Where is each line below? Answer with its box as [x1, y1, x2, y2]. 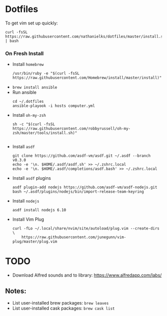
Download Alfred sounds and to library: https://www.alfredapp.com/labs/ [12, 272, 162, 278]
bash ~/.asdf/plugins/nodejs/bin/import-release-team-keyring [12, 189, 144, 194]
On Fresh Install [5, 50, 44, 57]
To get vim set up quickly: [5, 20, 58, 26]
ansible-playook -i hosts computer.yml [12, 103, 95, 108]
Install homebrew [12, 61, 44, 67]
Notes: [5, 287, 26, 295]
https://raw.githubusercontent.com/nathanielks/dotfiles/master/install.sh [5, 34, 166, 39]
